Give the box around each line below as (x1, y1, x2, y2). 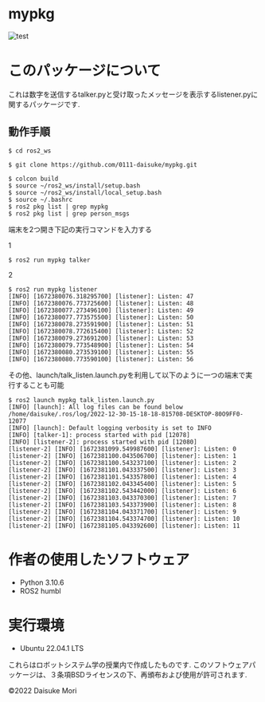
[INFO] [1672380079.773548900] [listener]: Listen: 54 (8, 341, 194, 349)
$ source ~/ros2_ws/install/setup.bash (8, 181, 141, 190)
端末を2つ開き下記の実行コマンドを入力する (8, 224, 153, 234)
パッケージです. (29, 99, 80, 108)
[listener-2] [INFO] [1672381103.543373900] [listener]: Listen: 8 (8, 500, 237, 509)
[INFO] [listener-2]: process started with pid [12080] (8, 438, 197, 446)
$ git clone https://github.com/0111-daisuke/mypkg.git (8, 160, 197, 168)
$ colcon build (8, 175, 59, 183)
